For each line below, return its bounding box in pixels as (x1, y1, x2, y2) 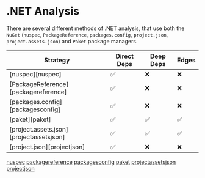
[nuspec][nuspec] (9, 70, 62, 78)
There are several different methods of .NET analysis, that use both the (6, 24, 185, 32)
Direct (115, 52, 134, 61)
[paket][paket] (9, 115, 51, 124)
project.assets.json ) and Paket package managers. (6, 37, 138, 45)
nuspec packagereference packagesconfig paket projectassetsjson (6, 158, 176, 166)
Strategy (43, 56, 70, 64)
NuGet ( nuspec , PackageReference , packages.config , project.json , (6, 31, 168, 38)
